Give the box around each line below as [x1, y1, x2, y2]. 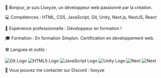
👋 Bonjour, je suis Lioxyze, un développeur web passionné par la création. [5, 5, 153, 10]
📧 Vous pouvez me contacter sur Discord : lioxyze [5, 67, 105, 73]
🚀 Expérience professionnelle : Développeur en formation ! [5, 26, 122, 31]
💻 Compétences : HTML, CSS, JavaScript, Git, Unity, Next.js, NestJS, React [5, 15, 157, 20]
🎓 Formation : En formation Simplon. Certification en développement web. [5, 35, 155, 41]
